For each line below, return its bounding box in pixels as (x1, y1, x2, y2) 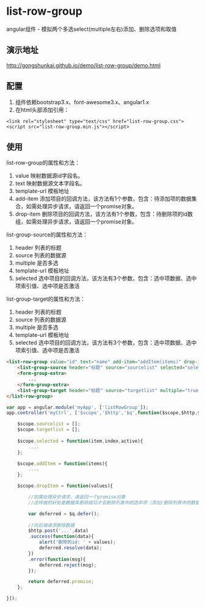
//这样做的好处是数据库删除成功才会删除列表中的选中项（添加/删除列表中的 (28, 499, 191, 506)
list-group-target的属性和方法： (6, 295, 86, 303)
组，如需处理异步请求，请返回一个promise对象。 (15, 218, 138, 225)
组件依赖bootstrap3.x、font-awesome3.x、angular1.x (15, 98, 149, 105)
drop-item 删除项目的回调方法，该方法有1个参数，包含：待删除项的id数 (15, 210, 193, 218)
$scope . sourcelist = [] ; (17, 421, 81, 427)
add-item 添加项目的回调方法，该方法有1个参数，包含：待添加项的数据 (15, 195, 192, 203)
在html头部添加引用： (15, 106, 70, 113)
